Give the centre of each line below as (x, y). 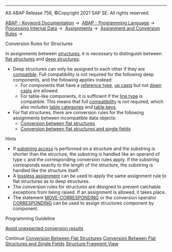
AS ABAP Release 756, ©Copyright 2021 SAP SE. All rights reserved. (78, 13)
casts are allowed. (39, 91)
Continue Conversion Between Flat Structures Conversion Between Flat (81, 238)
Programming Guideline (30, 218)
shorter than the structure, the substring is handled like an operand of (86, 154)
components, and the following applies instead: (62, 80)
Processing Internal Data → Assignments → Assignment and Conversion (83, 28)
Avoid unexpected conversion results (44, 228)
